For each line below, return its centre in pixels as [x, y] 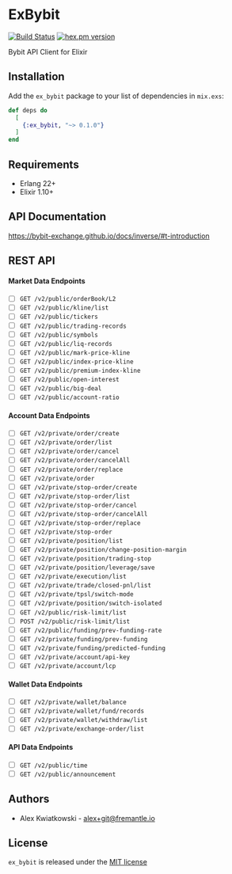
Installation [36, 77]
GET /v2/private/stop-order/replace [80, 523]
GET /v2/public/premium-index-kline [80, 370]
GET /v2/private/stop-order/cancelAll [84, 514]
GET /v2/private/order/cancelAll [75, 461]
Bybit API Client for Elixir [48, 51]
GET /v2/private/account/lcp [68, 666]
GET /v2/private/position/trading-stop [86, 559]
